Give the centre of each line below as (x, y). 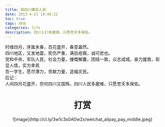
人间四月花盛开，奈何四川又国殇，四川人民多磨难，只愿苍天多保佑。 (74, 84)
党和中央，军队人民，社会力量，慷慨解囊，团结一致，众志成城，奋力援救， (80, 59)
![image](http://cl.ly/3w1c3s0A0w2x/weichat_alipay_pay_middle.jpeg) (82, 119)
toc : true (15, 19)
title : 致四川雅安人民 (26, 10)
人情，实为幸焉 (24, 65)
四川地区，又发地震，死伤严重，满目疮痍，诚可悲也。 (59, 53)
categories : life (23, 28)
